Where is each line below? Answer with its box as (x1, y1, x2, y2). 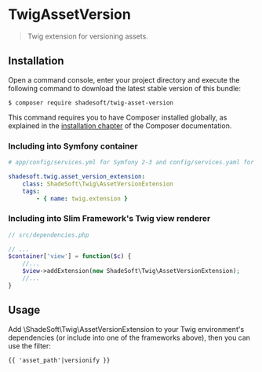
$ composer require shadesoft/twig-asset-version (8, 98, 174, 107)
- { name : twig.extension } (36, 194, 128, 202)
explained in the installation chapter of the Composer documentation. (8, 120, 232, 131)
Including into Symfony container (8, 140, 139, 151)
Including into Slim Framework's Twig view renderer (8, 213, 211, 224)
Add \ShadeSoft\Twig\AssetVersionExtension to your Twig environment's (8, 324, 245, 333)
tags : (22, 187, 41, 195)
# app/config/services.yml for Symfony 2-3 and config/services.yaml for (8, 159, 255, 167)
